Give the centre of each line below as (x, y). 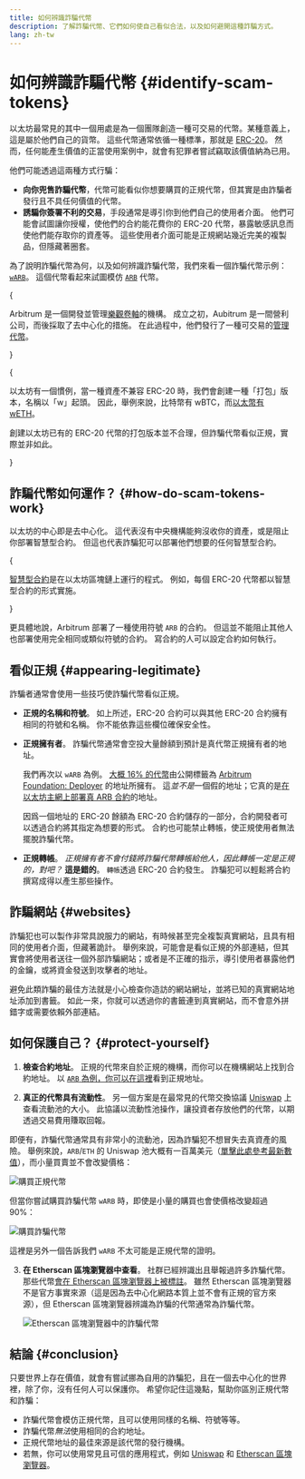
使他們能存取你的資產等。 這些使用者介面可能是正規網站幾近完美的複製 (154, 235)
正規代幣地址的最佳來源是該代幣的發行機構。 (106, 1443)
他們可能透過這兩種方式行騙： (65, 171)
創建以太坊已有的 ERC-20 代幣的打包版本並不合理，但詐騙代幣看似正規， (145, 433)
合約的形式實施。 (49, 591)
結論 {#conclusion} (64, 1354)
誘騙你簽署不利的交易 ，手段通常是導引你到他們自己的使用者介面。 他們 (154, 212)
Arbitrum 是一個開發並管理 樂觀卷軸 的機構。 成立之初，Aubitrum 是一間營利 (149, 314)
